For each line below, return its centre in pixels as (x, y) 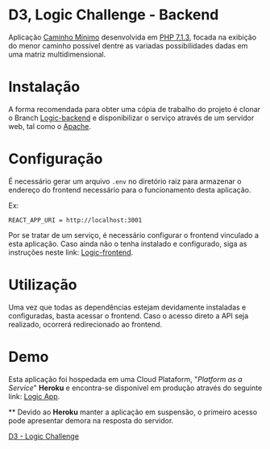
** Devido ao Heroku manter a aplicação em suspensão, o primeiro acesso (133, 412)
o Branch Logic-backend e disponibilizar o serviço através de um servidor (131, 118)
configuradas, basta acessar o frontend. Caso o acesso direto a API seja (129, 315)
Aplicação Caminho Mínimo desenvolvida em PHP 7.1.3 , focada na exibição (132, 37)
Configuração (56, 159)
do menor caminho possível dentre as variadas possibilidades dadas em (128, 45)
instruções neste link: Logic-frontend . (71, 252)
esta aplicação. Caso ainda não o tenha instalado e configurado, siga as (128, 243)
